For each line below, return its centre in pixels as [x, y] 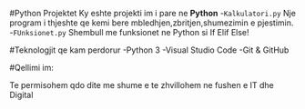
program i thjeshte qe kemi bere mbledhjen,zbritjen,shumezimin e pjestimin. [152, 23]
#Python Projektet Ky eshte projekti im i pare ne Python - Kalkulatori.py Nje [152, 13]
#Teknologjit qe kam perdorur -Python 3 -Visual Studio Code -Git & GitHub [149, 50]
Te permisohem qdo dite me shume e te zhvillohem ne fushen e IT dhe [142, 85]
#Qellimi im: [32, 68]
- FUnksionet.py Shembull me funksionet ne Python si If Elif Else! [129, 32]
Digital [21, 95]
